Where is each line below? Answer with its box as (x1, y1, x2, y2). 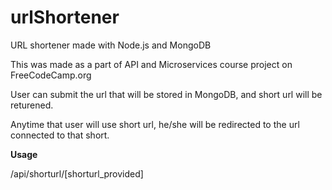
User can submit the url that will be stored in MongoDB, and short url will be (10, 88, 323, 100)
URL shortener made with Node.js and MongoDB (10, 39, 212, 51)
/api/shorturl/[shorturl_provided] (10, 167, 144, 180)
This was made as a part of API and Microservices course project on (10, 58, 293, 70)
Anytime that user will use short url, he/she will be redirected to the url (10, 118, 300, 130)
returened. (10, 99, 54, 111)
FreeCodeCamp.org (10, 69, 92, 81)
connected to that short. (10, 129, 110, 141)
